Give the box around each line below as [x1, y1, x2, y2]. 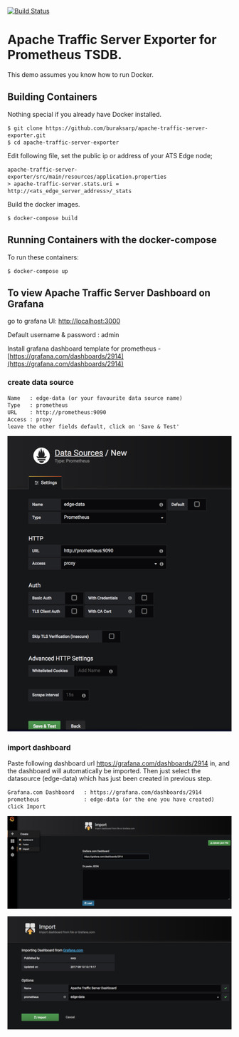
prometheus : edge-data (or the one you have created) [7, 795, 215, 803]
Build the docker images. [7, 200, 80, 208]
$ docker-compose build [7, 215, 78, 222]
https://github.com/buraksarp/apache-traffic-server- [45, 125, 208, 132]
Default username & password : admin [7, 331, 119, 339]
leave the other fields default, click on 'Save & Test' [7, 423, 180, 430]
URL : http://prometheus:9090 [7, 408, 107, 416]
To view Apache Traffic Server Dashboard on [7, 287, 211, 299]
